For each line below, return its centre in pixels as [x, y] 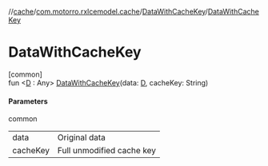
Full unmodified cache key [107, 151]
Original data [82, 137]
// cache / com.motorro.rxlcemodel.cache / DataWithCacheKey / [108, 12]
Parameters [28, 101]
